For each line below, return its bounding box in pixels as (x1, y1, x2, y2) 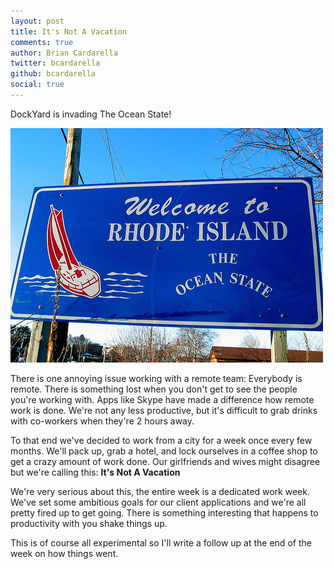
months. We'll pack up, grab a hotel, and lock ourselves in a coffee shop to (10, 445, 318, 457)
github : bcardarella (10, 69, 97, 79)
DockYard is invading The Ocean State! (10, 108, 172, 120)
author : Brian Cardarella (10, 48, 118, 58)
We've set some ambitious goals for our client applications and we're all (10, 496, 307, 508)
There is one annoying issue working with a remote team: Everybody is (10, 372, 303, 384)
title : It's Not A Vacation (10, 26, 128, 37)
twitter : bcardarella (10, 58, 101, 69)
